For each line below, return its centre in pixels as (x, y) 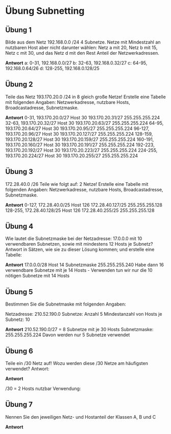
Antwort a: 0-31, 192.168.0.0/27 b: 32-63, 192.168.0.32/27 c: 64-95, (76, 63)
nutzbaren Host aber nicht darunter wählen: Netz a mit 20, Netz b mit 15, (81, 48)
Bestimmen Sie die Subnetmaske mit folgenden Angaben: (66, 304)
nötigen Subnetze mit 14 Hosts (38, 276)
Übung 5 (19, 292)
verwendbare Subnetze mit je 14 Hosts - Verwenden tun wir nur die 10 (79, 270)
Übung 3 (19, 172)
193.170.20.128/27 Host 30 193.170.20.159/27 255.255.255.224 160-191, (80, 139)
